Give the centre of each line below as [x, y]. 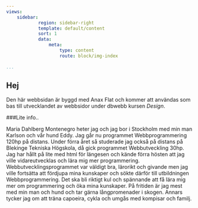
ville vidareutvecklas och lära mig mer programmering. [73, 160]
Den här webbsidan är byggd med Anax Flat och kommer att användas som [98, 100]
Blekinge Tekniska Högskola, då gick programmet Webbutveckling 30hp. [95, 148]
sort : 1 [48, 34]
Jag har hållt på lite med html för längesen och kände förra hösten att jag [95, 155]
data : [45, 39]
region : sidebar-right [66, 23]
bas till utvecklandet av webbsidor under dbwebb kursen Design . [86, 106]
